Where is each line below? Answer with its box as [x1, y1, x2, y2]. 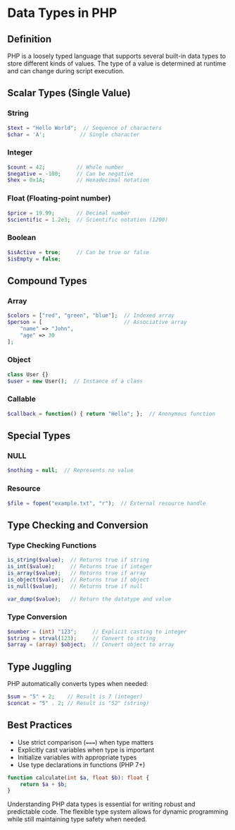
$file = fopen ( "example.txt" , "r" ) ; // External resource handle [7, 500, 206, 507]
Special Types [7, 430, 71, 442]
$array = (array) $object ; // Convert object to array [7, 641, 174, 649]
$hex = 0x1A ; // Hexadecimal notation [7, 176, 150, 184]
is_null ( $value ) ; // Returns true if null [7, 582, 143, 590]
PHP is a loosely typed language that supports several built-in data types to [7, 52, 227, 60]
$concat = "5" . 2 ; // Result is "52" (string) [7, 700, 150, 707]
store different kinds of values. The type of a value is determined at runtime [7, 59, 227, 68]
